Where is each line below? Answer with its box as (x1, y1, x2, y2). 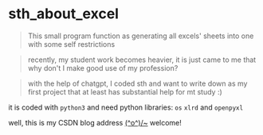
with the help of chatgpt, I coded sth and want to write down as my (27, 79, 248, 88)
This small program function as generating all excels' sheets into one (27, 31, 254, 40)
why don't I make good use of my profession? (27, 63, 179, 72)
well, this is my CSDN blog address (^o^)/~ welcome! (8, 118, 182, 127)
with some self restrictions (27, 39, 116, 48)
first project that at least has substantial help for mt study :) (27, 87, 223, 96)
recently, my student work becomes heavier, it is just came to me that (27, 55, 257, 64)
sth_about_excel (8, 5, 120, 23)
